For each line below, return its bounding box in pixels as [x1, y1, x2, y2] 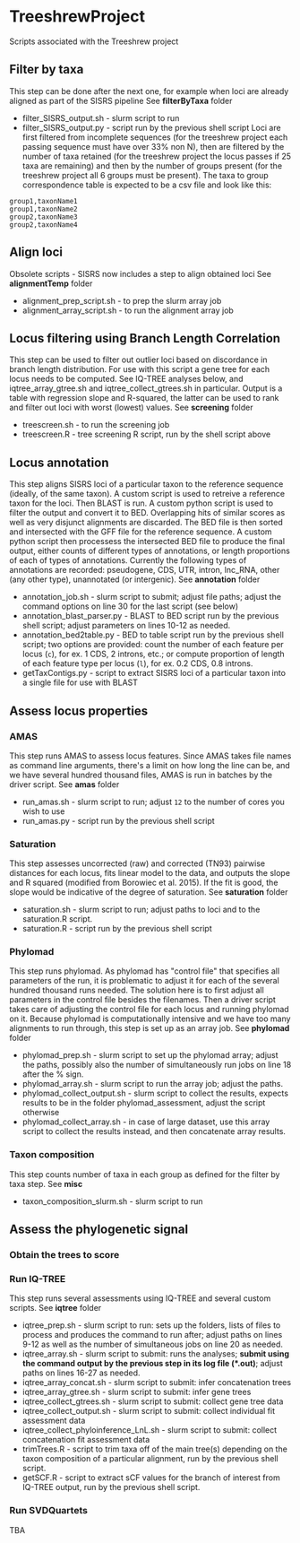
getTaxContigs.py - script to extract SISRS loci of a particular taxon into [21, 668, 287, 679]
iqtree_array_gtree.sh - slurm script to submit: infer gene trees [21, 1387, 252, 1398]
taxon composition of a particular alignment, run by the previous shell [21, 1453, 279, 1464]
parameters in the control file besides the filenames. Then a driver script [9, 994, 276, 1005]
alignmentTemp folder [9, 278, 93, 289]
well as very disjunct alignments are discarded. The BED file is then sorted [9, 517, 284, 528]
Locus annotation [9, 455, 109, 470]
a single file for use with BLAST [21, 677, 139, 688]
